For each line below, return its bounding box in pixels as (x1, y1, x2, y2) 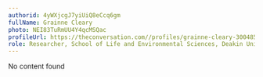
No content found (8, 61, 65, 71)
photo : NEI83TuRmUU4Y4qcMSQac (8, 26, 107, 33)
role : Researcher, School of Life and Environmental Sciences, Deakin (8, 40, 243, 48)
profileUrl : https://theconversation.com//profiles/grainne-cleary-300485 (8, 33, 258, 41)
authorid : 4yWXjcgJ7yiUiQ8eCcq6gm (8, 11, 121, 19)
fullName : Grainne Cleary (8, 19, 92, 26)
